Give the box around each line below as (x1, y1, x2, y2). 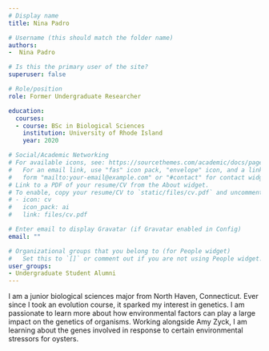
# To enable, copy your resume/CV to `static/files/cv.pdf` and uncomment (8, 188, 263, 196)
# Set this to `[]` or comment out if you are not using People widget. (8, 254, 263, 263)
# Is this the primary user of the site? (8, 63, 149, 71)
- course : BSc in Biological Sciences (15, 122, 146, 130)
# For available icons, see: (8, 159, 106, 167)
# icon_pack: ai (8, 204, 70, 212)
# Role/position (8, 85, 62, 93)
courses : (15, 114, 45, 123)
